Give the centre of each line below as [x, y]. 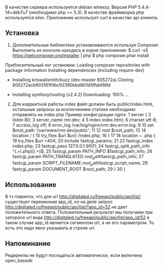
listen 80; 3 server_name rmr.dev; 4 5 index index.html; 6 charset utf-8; [85, 120]
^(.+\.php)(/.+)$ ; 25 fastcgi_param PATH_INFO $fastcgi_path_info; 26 [82, 151]
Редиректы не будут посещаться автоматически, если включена [74, 255]
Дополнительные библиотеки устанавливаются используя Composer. [86, 45]
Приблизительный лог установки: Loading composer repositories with [78, 65]
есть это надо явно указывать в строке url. [50, 228]
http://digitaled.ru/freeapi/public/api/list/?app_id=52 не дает [66, 207]
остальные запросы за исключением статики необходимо [74, 109]
